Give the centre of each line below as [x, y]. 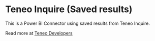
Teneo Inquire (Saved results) [69, 9]
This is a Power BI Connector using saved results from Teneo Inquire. [77, 23]
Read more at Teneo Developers [39, 33]
